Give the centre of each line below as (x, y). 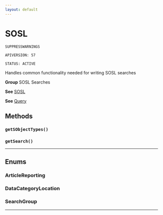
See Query (16, 101)
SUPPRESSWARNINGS (23, 47)
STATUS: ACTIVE (20, 64)
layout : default (21, 9)
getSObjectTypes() (27, 129)
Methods (19, 116)
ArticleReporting (25, 176)
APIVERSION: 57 (20, 55)
